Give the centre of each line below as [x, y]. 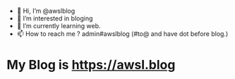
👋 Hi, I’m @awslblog [46, 11]
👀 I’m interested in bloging [55, 18]
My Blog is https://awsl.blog [91, 65]
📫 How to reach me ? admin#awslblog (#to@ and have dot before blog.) [122, 34]
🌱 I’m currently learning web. [59, 26]
